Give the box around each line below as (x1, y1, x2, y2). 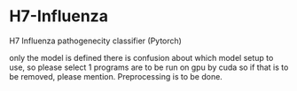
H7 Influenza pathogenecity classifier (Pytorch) (9, 35, 182, 46)
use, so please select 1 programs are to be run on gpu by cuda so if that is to (9, 62, 289, 72)
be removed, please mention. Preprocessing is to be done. (9, 71, 223, 81)
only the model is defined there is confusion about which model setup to (9, 52, 274, 63)
